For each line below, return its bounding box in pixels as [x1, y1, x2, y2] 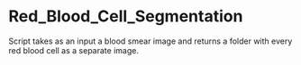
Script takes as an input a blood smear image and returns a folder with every [8, 36, 293, 46]
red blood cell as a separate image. [8, 45, 139, 55]
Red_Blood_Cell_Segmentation [8, 6, 243, 27]
